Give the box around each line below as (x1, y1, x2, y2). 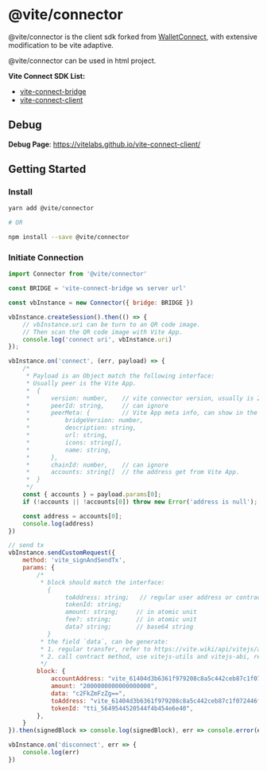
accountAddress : (50, 675, 105, 683)
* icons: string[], (25, 438, 123, 447)
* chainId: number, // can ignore (25, 460, 169, 469)
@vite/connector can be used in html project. (8, 56, 157, 65)
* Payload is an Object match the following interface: (25, 372, 215, 380)
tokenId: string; (64, 601, 123, 609)
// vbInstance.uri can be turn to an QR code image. (22, 320, 201, 328)
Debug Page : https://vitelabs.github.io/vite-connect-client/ (8, 139, 201, 149)
